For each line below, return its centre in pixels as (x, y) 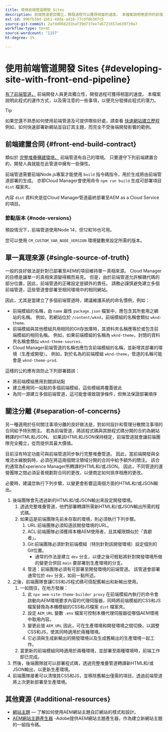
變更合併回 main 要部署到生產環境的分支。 (82, 563)
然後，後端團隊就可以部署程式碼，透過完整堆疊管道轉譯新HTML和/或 (83, 663)
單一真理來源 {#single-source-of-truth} (67, 258)
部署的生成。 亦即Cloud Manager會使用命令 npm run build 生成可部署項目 (85, 180)
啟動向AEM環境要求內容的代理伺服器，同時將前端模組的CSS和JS (94, 600)
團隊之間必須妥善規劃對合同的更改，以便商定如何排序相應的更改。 (77, 472)
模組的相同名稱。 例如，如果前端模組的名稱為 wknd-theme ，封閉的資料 (88, 335)
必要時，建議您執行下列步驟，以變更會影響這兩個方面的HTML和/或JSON (79, 483)
